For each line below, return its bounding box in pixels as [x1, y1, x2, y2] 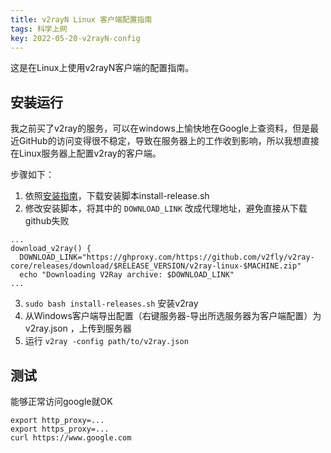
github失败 [24, 215, 70, 227]
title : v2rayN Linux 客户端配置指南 [10, 14, 153, 25]
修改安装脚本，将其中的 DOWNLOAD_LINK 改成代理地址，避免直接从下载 [24, 202, 308, 215]
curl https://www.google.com [10, 433, 132, 443]
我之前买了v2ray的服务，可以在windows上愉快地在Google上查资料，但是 [10, 122, 311, 135]
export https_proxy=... [10, 424, 110, 434]
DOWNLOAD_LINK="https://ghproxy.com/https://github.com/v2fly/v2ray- [19, 252, 315, 263]
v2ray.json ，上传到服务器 [24, 322, 132, 335]
